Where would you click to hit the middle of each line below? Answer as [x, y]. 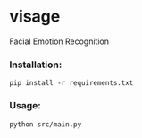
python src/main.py [46, 124]
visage [35, 17]
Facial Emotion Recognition [59, 41]
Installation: [36, 65]
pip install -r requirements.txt [71, 83]
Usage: [25, 106]
